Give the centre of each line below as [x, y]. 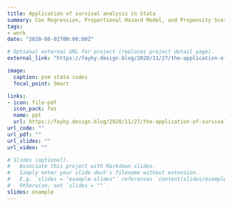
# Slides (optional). [38, 160]
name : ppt [27, 115]
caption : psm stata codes [51, 77]
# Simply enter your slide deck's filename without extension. [103, 173]
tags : [15, 26]
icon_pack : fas [35, 109]
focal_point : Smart [41, 84]
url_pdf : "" [24, 134]
